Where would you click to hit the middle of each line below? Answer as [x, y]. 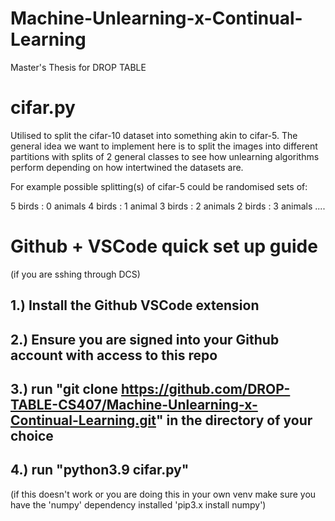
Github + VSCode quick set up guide [164, 246]
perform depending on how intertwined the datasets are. [127, 167]
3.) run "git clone [64, 388]
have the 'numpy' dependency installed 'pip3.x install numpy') [138, 504]
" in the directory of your [234, 420]
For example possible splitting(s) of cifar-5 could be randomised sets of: [159, 186]
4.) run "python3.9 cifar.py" [100, 470]
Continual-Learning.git [83, 420]
